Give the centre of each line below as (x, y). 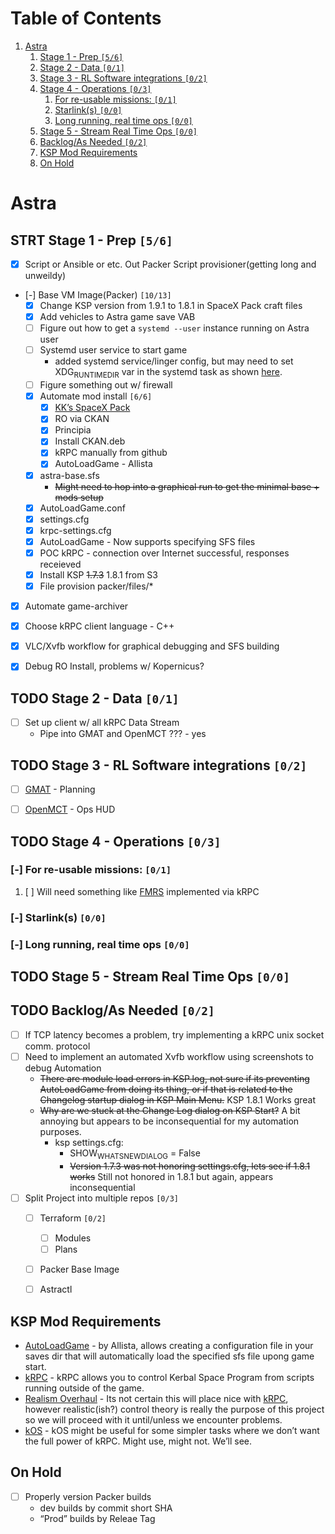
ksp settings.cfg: (89, 1142)
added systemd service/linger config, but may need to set (174, 361)
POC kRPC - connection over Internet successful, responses (164, 553)
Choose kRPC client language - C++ (99, 626)
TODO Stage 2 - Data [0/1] (95, 698)
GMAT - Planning (60, 789)
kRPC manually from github (111, 453)
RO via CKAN (82, 419)
